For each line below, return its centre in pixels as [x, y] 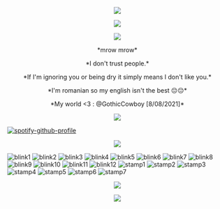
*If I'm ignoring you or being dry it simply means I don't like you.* [117, 77]
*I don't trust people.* [117, 63]
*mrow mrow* [117, 50]
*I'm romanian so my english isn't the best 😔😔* [117, 90]
